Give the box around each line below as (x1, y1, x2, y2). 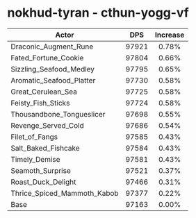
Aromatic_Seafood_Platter (10, 75, 96, 85)
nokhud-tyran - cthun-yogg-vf (7, 5, 189, 21)
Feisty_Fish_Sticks (10, 98, 70, 108)
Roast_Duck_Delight (10, 177, 76, 187)
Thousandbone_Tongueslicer (10, 109, 106, 119)
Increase (155, 30, 185, 40)
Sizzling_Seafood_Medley (10, 64, 95, 74)
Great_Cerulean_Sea (10, 87, 78, 97)
